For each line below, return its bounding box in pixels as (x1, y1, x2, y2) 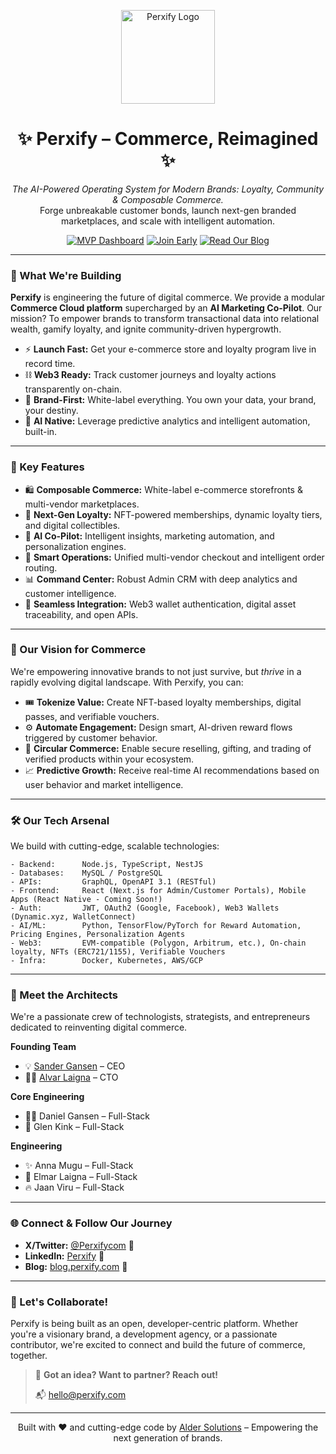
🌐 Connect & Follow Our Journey (10, 1216, 173, 1230)
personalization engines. (24, 540, 127, 552)
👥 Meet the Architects (10, 988, 118, 1002)
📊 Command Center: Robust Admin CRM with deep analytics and (24, 573, 298, 585)
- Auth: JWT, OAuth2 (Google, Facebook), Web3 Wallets (10, 903, 280, 914)
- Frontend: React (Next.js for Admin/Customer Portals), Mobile (10, 886, 307, 896)
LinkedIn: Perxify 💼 (24, 1250, 105, 1262)
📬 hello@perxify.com (34, 1389, 127, 1401)
